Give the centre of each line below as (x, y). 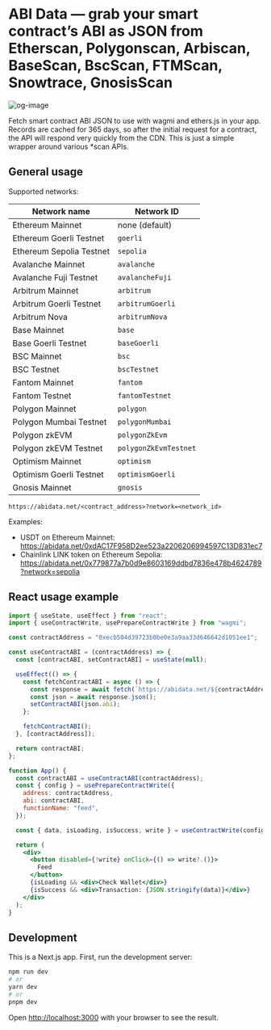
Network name (61, 211)
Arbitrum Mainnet (46, 290)
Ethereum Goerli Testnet (58, 238)
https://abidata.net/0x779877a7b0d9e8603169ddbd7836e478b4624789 (141, 563)
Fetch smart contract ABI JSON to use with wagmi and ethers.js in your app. (135, 120)
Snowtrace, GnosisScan (91, 83)
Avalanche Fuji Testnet (55, 277)
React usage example (64, 597)
